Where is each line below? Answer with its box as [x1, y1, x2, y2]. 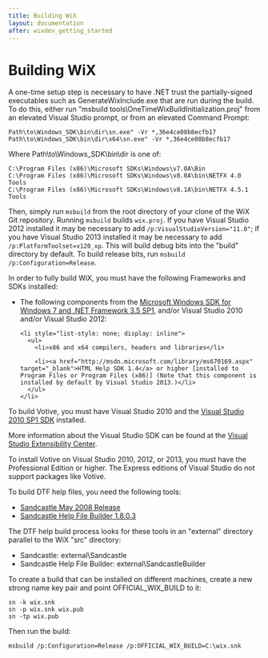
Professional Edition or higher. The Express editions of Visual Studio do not [8, 463, 255, 473]
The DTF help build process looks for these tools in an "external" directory [8, 527, 254, 536]
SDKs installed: [8, 281, 58, 292]
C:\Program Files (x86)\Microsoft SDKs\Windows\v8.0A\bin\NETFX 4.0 [8, 172, 242, 180]
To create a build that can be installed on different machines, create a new [8, 575, 253, 584]
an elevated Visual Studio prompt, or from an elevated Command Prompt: [8, 113, 250, 122]
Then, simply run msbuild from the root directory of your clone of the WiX [8, 207, 250, 217]
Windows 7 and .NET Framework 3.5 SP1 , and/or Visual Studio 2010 [19, 305, 243, 316]
